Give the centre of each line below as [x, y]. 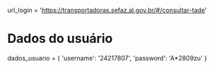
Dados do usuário [60, 39]
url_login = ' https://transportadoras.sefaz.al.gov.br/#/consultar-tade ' [107, 10]
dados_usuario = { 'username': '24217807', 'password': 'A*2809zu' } [107, 58]
